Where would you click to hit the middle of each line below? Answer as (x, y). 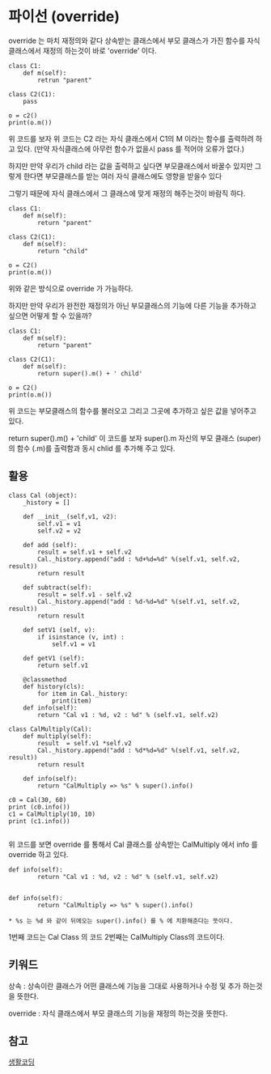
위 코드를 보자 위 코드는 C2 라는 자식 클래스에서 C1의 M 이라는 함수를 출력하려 (131, 138)
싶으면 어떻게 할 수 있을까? (50, 316)
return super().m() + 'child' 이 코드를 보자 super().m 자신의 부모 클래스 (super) (135, 438)
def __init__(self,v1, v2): (70, 516)
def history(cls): (54, 686)
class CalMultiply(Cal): (50, 729)
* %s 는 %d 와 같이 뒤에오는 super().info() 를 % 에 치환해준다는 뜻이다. (121, 921)
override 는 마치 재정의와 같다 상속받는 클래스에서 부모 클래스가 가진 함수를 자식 (134, 40)
